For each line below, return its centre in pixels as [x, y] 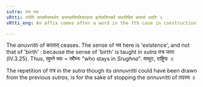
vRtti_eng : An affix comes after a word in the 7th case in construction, [103, 23]
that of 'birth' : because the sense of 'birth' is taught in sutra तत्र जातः [91, 52]
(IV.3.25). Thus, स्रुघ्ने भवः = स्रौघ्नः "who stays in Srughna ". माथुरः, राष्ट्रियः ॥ [90, 59]
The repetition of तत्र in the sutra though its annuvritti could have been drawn [101, 71]
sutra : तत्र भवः [23, 12]
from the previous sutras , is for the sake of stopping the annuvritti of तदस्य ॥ [101, 77]
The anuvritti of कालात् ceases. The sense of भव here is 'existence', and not [98, 45]
